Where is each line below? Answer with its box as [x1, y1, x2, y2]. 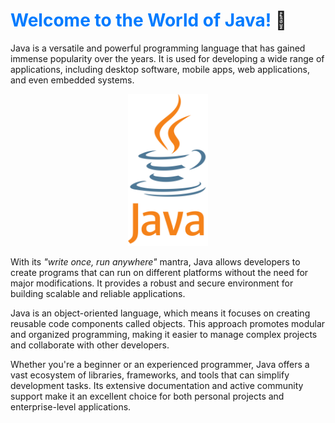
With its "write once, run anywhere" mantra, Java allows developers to [10, 255, 301, 268]
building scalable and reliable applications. [10, 287, 186, 299]
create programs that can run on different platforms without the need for [10, 266, 309, 278]
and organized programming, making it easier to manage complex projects [10, 328, 318, 340]
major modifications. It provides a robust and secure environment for [10, 277, 294, 289]
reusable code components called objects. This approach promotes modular [10, 317, 326, 329]
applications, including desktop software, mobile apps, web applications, [10, 63, 310, 75]
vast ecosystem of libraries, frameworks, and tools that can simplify [10, 369, 290, 381]
